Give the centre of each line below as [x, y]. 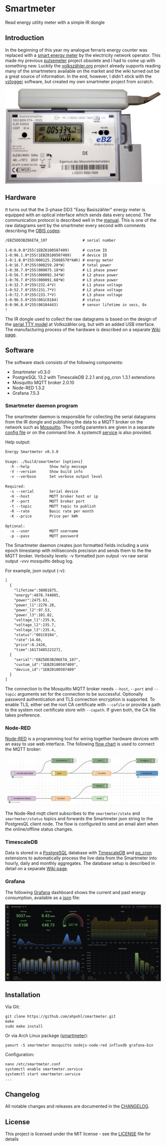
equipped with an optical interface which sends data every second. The [78, 215]
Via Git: [13, 1007]
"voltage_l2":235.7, [35, 625]
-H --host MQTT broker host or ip [54, 496]
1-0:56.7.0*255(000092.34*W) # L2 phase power [62, 275]
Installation [23, 995]
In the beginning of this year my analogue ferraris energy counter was [76, 50]
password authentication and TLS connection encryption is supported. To [80, 699]
